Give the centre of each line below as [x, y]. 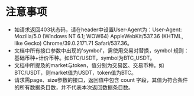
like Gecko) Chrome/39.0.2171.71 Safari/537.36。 [73, 43]
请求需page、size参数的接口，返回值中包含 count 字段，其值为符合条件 [101, 80]
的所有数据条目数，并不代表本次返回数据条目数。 [74, 87]
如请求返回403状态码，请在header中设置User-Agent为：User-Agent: [98, 29]
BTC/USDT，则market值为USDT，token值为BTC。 [75, 72]
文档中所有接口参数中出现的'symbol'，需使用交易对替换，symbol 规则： [101, 50]
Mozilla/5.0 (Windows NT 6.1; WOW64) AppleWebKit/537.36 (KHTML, [99, 36]
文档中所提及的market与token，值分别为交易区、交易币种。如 [89, 65]
